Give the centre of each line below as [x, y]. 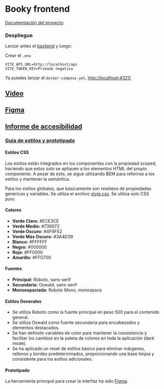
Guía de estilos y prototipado [40, 141]
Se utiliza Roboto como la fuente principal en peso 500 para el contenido [86, 312]
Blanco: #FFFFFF [30, 242]
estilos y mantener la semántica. [38, 179]
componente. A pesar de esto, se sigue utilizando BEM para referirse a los [80, 174]
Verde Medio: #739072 [36, 226]
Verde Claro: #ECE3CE [35, 221]
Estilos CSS [17, 152]
